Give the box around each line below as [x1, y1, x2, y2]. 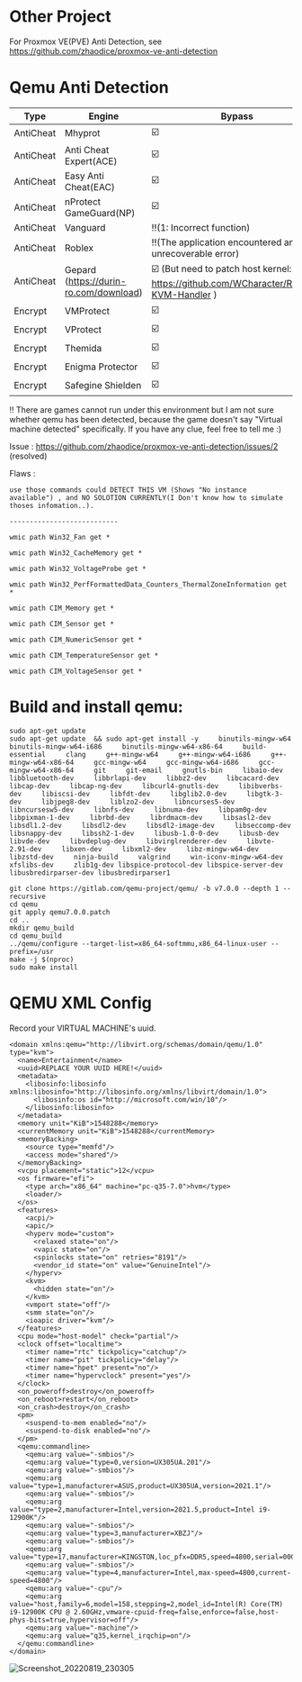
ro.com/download [64, 286, 139, 299]
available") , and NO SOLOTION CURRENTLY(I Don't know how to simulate [9, 493, 283, 502]
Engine [88, 110, 120, 123]
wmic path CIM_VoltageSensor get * [9, 667, 143, 676]
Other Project [9, 6, 112, 27]
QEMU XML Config [9, 993, 153, 1013]
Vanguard [64, 221, 106, 233]
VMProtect [64, 305, 111, 317]
